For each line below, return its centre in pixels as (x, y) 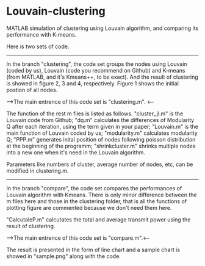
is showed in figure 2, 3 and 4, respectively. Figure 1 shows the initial (92, 83)
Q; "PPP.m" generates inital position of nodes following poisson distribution (101, 139)
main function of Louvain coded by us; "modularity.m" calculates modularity (102, 133)
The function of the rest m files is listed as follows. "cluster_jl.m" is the (95, 113)
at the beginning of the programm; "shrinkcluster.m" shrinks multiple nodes (101, 146)
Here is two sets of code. (38, 46)
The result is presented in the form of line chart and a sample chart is (93, 250)
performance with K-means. (41, 34)
